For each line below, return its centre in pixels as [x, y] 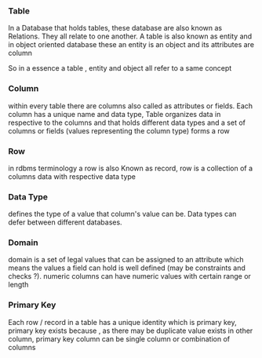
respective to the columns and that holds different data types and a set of [127, 122]
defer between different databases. [65, 222]
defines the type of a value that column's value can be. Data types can [122, 214]
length [18, 285]
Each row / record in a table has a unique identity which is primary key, [122, 322]
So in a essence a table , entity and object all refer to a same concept [120, 68]
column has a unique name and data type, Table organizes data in [115, 114]
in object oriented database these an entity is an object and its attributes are [131, 45]
